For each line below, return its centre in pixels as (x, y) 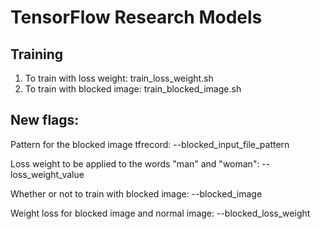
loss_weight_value (47, 174)
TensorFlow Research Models (136, 17)
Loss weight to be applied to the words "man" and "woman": (135, 163)
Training (37, 54)
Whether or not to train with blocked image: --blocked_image (136, 193)
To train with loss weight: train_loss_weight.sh (119, 78)
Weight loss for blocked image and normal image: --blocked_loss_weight (160, 213)
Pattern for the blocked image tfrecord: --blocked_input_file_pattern (150, 144)
